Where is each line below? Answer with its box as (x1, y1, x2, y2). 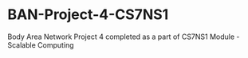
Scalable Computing (7, 40, 74, 49)
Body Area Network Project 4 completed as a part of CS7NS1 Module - (7, 32, 240, 41)
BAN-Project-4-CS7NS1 (7, 6, 169, 24)
